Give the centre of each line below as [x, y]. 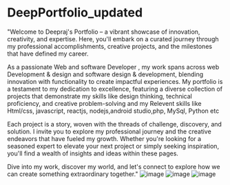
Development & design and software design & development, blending [105, 74]
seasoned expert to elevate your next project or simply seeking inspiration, [113, 146]
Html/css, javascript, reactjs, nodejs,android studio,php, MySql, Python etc [113, 111]
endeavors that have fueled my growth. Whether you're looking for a [104, 138]
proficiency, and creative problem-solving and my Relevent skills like [104, 103]
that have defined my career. [48, 54]
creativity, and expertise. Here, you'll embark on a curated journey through [113, 39]
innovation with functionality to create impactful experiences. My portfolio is [115, 81]
